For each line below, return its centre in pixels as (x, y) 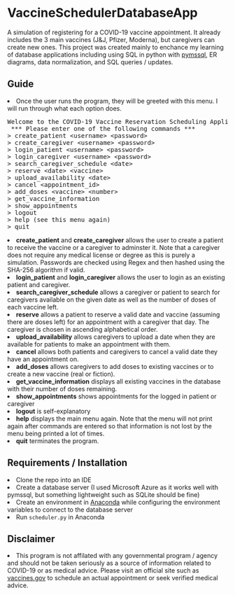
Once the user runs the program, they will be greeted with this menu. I (117, 101)
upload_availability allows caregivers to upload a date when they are (116, 337)
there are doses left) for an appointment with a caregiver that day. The (108, 322)
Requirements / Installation (67, 463)
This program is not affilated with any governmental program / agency (117, 556)
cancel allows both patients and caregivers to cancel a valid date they (117, 351)
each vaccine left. (33, 307)
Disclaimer (31, 539)
